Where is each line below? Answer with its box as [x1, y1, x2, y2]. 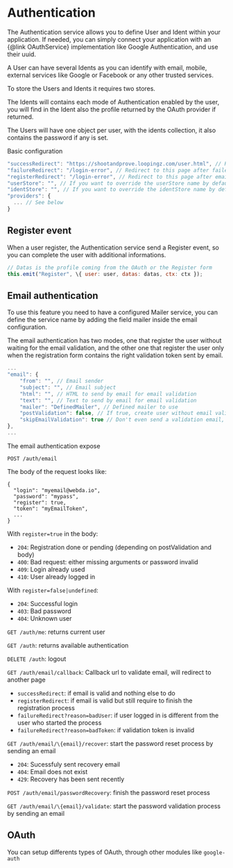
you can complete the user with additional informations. [7, 250, 166, 259]
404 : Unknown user [17, 614, 72, 623]
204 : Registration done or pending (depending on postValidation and [17, 543, 212, 551]
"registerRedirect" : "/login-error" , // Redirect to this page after [7, 173, 213, 180]
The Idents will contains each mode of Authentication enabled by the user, [7, 97, 220, 106]
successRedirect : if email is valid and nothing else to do [17, 689, 175, 697]
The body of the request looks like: [7, 467, 107, 475]
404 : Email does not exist [17, 767, 88, 776]
